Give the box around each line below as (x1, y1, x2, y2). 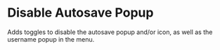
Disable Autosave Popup (7, 5, 154, 21)
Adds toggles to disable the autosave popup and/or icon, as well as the (7, 28, 213, 36)
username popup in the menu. (7, 35, 95, 43)
